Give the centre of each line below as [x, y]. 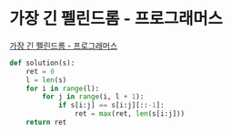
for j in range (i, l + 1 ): [93, 97]
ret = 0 [40, 71]
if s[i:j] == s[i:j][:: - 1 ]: [111, 106]
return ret [46, 123]
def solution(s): [42, 63]
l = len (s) [46, 80]
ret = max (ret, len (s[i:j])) [129, 114]
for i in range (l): [63, 88]
